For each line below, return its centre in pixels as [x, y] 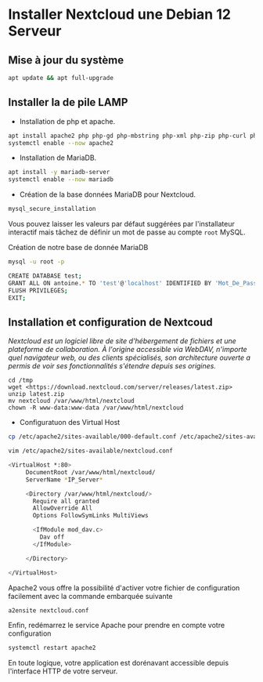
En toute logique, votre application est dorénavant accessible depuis [119, 663]
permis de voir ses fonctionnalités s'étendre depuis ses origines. [112, 366]
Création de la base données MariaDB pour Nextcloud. [108, 194]
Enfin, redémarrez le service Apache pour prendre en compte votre [117, 626]
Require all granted [66, 501]
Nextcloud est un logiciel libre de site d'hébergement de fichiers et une [122, 341]
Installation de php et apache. [67, 121]
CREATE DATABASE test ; [45, 276]
